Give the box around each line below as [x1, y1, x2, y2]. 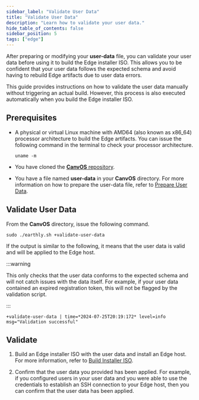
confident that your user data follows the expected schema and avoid [6, 65, 176, 72]
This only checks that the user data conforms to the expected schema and [6, 272, 189, 279]
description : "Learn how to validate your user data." [6, 20, 145, 26]
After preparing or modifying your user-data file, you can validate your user [6, 53, 192, 59]
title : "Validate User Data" [6, 14, 78, 20]
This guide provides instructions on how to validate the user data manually [6, 83, 188, 90]
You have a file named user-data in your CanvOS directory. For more [14, 175, 184, 182]
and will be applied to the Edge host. [6, 248, 96, 256]
